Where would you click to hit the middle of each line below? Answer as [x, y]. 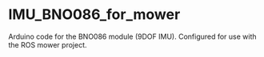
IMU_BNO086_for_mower [94, 15]
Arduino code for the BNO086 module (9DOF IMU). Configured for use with [133, 36]
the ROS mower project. [48, 44]
